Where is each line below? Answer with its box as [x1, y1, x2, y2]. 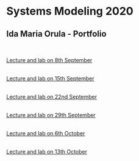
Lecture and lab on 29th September [6, 112, 96, 118]
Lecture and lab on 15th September [6, 75, 94, 82]
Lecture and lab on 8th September [6, 57, 93, 63]
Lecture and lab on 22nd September [6, 93, 98, 100]
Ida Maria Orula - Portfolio [6, 29, 107, 39]
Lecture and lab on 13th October [6, 148, 87, 155]
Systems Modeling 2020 [6, 4, 134, 18]
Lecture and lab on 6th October [6, 130, 85, 137]
